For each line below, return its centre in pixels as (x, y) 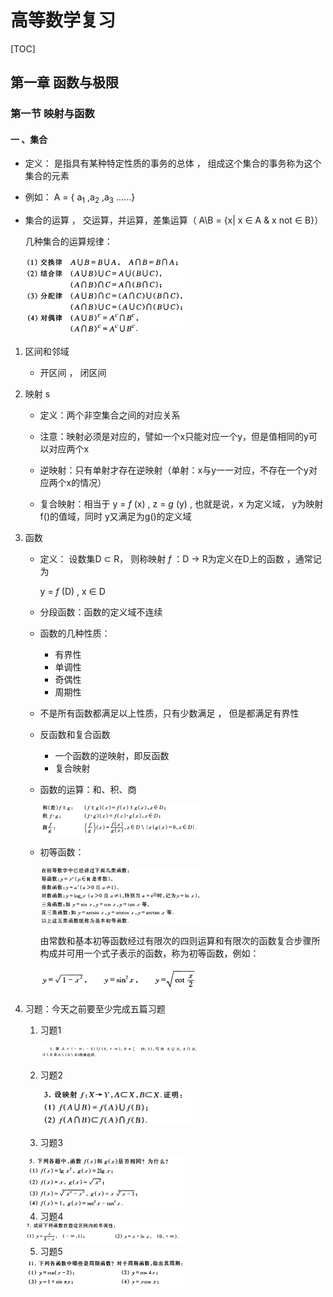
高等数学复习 (63, 20)
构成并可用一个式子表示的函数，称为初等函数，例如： (149, 953)
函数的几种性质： (75, 633)
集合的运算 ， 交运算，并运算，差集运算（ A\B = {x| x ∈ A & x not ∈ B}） (174, 220)
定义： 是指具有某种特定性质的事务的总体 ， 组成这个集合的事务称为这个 (173, 163)
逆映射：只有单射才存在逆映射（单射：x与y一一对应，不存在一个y (174, 470)
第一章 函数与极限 (64, 82)
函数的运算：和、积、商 (88, 790)
